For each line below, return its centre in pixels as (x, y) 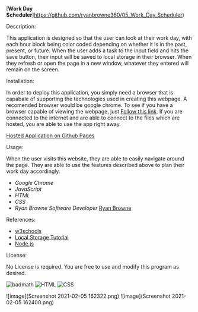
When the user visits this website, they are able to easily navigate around (95, 159)
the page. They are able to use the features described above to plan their (95, 165)
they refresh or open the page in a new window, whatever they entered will (97, 63)
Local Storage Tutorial (42, 237)
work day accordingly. (33, 171)
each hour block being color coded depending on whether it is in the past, (97, 44)
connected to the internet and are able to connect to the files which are (93, 118)
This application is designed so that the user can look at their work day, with (99, 38)
